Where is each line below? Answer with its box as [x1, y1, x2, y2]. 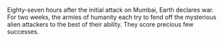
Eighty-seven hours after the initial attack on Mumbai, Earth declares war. [7, 6, 214, 14]
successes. [7, 27, 40, 36]
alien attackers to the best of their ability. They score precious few [7, 20, 194, 28]
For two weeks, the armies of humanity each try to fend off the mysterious [7, 13, 217, 21]
